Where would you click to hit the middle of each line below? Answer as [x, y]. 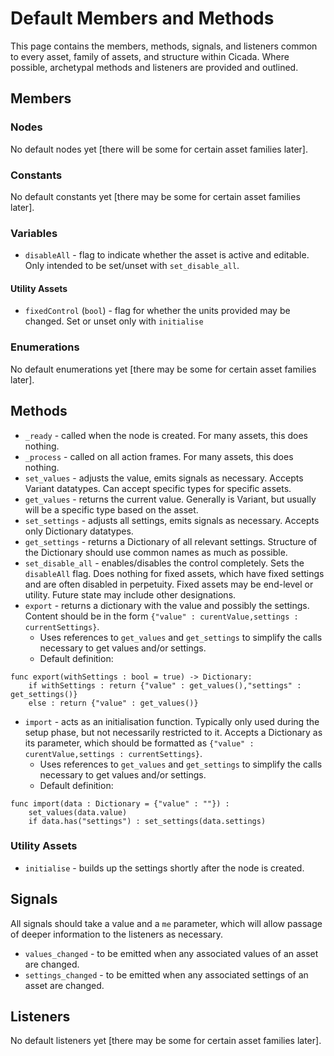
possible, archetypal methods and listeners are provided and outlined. [154, 67]
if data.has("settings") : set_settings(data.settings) [147, 821]
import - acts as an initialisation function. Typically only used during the [172, 721]
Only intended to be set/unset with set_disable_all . [132, 266]
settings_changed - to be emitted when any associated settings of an [166, 974]
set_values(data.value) [78, 812]
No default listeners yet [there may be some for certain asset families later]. [166, 1041]
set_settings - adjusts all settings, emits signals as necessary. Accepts [172, 520]
